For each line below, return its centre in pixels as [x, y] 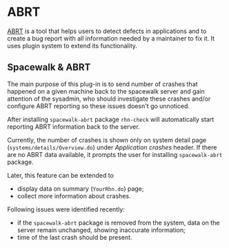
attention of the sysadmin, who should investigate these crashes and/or [109, 99]
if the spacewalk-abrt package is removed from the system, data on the [118, 223]
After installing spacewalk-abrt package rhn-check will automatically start [111, 119]
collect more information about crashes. [74, 196]
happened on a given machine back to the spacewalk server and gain [106, 91]
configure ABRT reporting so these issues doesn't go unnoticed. [99, 106]
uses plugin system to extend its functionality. [72, 45]
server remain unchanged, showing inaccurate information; [101, 230]
